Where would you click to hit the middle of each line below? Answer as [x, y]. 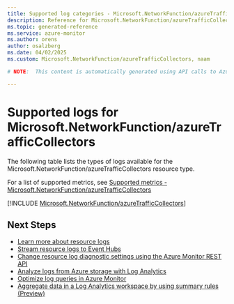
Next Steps [32, 225]
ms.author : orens [32, 40]
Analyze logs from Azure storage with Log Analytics [92, 271]
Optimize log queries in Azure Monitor [72, 279]
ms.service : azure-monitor [46, 33]
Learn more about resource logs [63, 242]
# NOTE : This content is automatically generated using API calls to [112, 71]
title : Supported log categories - [59, 14]
